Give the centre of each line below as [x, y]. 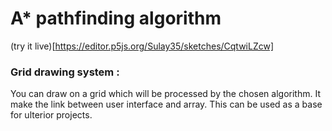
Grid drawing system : [65, 72]
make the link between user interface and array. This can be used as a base [166, 104]
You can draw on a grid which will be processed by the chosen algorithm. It [165, 94]
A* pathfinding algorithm [116, 18]
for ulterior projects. [51, 115]
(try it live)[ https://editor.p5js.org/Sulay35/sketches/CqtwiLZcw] [142, 46]
